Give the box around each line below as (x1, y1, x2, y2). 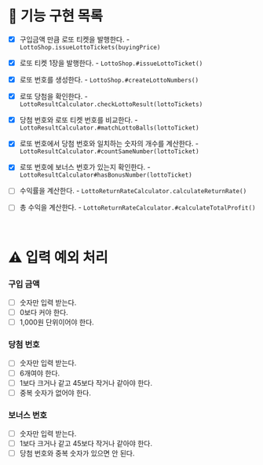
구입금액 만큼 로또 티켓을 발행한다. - (19, 35, 130, 44)
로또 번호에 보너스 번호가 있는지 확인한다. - (19, 163, 151, 172)
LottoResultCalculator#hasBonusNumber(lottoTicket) (19, 171, 192, 179)
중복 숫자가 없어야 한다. (19, 388, 92, 397)
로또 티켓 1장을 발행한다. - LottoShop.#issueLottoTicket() (19, 58, 203, 68)
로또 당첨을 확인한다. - (19, 92, 88, 101)
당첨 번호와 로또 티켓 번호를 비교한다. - (19, 115, 138, 125)
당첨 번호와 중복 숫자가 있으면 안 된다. (19, 449, 135, 458)
